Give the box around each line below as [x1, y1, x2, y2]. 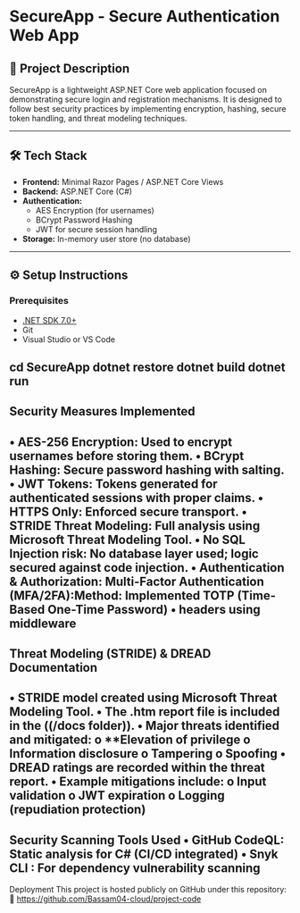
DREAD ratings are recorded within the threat [9, 760, 265, 775]
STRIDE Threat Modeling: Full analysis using [9, 518, 261, 533]
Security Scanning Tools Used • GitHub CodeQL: [9, 833, 285, 848]
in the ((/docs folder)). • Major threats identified [9, 718, 279, 733]
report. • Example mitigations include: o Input [9, 775, 267, 790]
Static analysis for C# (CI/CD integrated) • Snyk [9, 846, 279, 861]
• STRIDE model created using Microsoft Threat [9, 691, 279, 706]
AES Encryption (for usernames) [35, 205, 154, 215]
